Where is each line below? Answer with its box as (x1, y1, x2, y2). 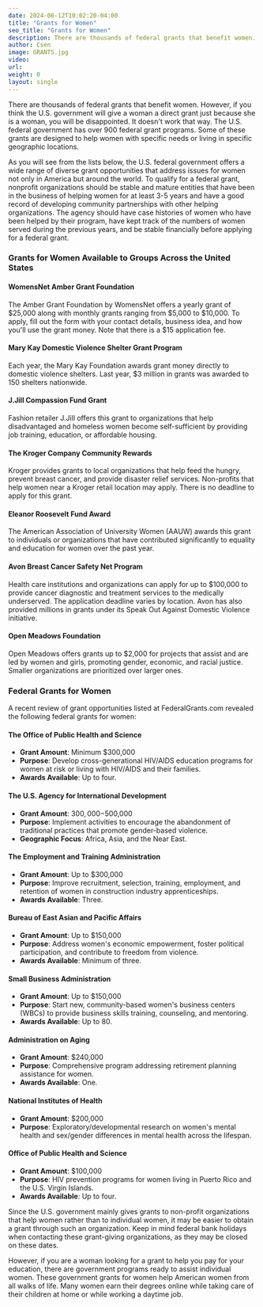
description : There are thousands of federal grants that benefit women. (8, 33, 257, 42)
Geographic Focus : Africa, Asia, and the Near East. (19, 833, 187, 844)
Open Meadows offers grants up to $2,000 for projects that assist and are (8, 649, 249, 658)
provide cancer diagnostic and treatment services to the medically (8, 588, 224, 597)
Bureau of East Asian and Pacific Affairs (8, 913, 142, 923)
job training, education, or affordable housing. (8, 430, 157, 440)
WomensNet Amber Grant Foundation (8, 282, 135, 292)
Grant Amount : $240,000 (19, 1053, 104, 1062)
